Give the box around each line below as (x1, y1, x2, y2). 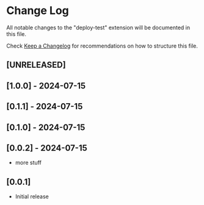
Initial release (15, 193, 49, 200)
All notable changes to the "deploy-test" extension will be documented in (6, 24, 191, 31)
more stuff (15, 159, 42, 167)
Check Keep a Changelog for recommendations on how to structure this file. (6, 42, 199, 49)
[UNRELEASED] (6, 60, 66, 70)
